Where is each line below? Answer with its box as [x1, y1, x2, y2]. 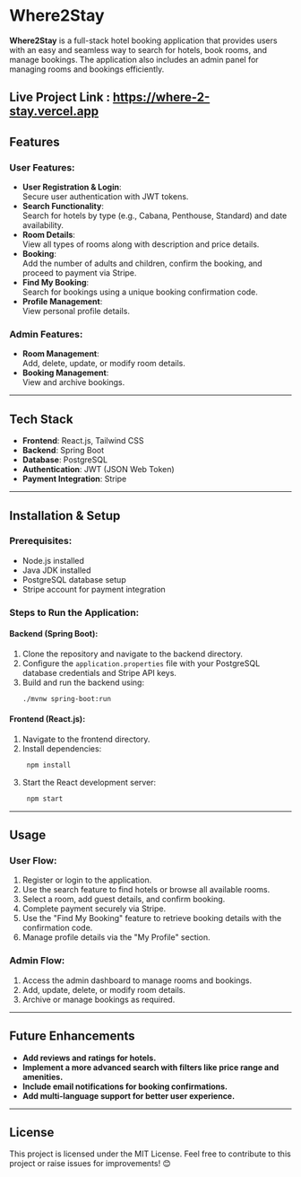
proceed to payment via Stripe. [21, 268, 137, 278]
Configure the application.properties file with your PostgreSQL [21, 657, 261, 669]
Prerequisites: [9, 535, 73, 548]
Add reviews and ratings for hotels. [21, 1052, 157, 1063]
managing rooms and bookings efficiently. [9, 64, 165, 75]
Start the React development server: [21, 777, 157, 787]
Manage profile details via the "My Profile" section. [21, 932, 211, 943]
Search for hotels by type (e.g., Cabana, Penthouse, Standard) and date [21, 210, 288, 221]
